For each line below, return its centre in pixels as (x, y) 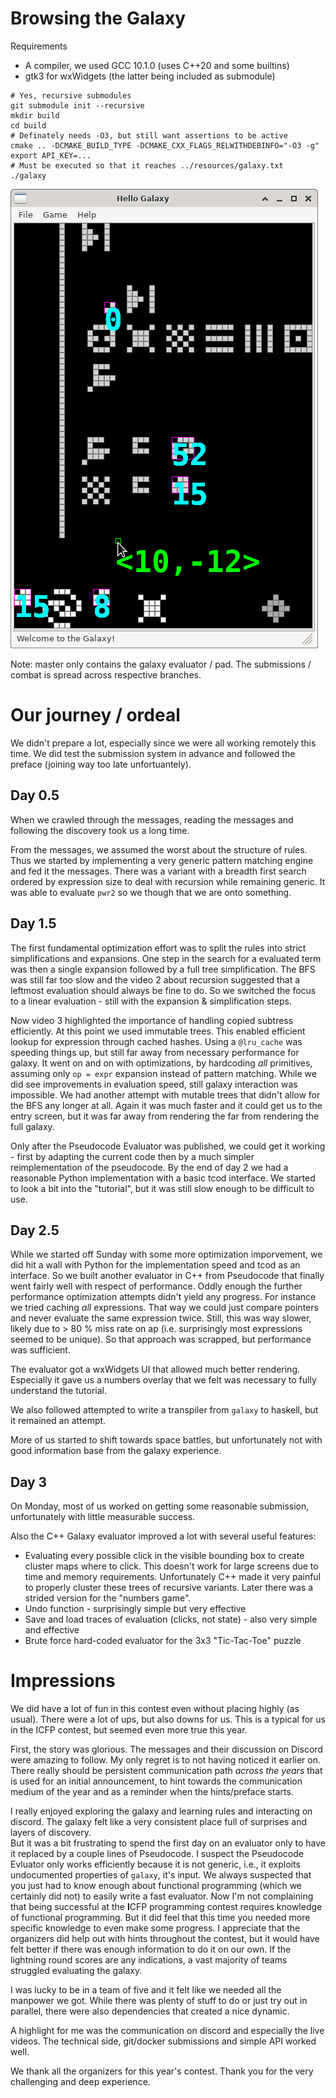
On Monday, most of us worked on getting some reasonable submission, (160, 1506)
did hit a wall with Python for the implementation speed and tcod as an (155, 1265)
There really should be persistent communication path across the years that (166, 1771)
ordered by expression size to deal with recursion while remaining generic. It (168, 881)
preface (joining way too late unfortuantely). (101, 764)
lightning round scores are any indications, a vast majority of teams (149, 1960)
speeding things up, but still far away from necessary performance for (155, 1052)
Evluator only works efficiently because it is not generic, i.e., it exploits (155, 1864)
